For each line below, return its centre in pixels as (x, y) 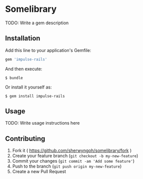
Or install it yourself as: (28, 87)
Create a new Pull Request (39, 172)
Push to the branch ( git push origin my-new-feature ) (67, 166)
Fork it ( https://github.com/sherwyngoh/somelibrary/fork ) (72, 151)
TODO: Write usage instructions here (42, 123)
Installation (23, 38)
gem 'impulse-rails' (26, 59)
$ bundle (14, 78)
